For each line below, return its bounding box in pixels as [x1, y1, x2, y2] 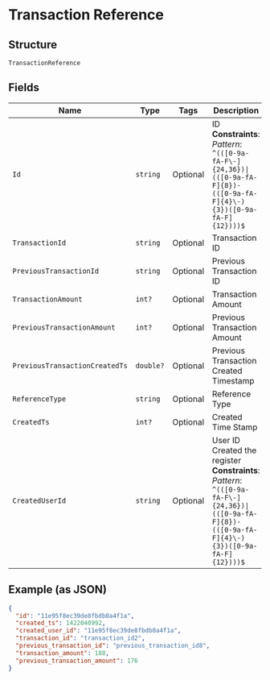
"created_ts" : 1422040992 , [15, 619, 106, 628]
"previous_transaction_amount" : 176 [15, 657, 138, 665]
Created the [211, 445, 257, 456]
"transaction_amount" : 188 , [15, 649, 110, 657]
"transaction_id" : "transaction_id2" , [15, 634, 146, 642]
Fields [8, 81, 40, 94]
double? [135, 361, 165, 370]
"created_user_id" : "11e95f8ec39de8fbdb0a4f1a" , [15, 627, 182, 635]
